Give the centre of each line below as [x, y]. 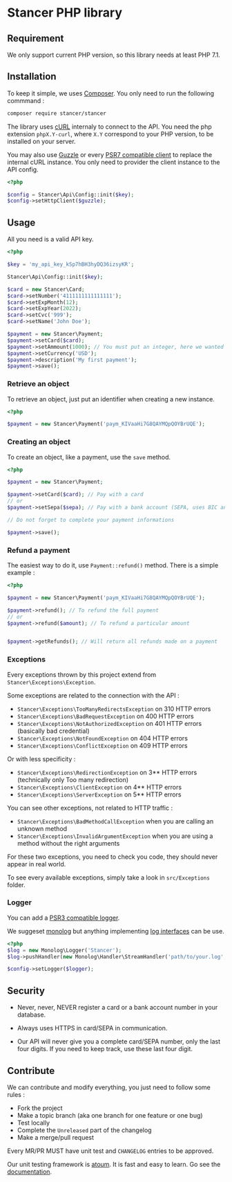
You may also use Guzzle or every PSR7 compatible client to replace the [110, 154]
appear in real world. [37, 864]
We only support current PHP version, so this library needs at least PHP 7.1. [114, 55]
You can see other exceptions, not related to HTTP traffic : [90, 808]
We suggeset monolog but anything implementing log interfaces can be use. [116, 931]
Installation [32, 76]
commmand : [26, 100]
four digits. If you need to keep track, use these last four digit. [105, 1049]
